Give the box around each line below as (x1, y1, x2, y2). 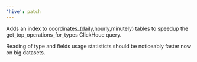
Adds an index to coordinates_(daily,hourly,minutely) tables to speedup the (6, 25, 189, 32)
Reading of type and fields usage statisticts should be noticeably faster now (6, 43, 191, 50)
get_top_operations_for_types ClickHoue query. (6, 31, 122, 38)
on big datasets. (6, 48, 46, 56)
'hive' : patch (6, 8, 41, 15)
